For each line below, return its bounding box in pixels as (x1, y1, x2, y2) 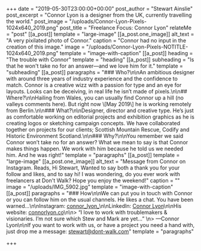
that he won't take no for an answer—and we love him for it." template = (6, 62, 184, 69)
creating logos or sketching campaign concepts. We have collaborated (6, 120, 181, 126)
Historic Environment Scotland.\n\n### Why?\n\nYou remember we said (6, 132, 184, 140)
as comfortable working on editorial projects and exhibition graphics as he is (6, 113, 194, 120)
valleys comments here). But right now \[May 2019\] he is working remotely (6, 101, 191, 107)
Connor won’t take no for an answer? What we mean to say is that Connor (6, 139, 188, 146)
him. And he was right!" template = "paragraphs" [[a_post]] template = (6, 152, 180, 158)
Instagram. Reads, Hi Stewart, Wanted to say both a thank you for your (6, 164, 180, 171)
